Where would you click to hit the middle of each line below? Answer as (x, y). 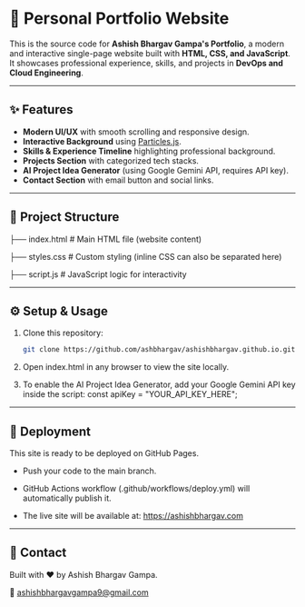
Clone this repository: (63, 333)
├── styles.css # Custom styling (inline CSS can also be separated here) (146, 256)
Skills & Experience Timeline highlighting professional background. (149, 151)
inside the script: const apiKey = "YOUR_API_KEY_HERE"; (130, 394)
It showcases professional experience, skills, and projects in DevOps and (147, 63)
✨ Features (41, 109)
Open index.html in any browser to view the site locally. (126, 367)
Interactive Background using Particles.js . (102, 141)
